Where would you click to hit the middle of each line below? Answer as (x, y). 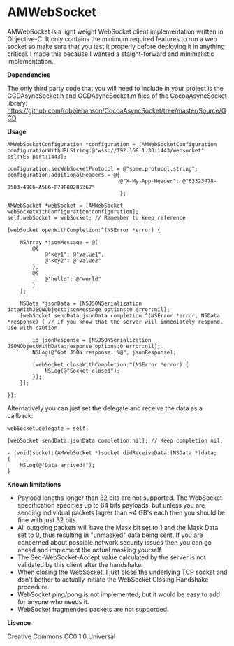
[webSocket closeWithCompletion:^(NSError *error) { (111, 364)
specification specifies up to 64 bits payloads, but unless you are (111, 505)
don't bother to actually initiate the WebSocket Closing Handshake (113, 579)
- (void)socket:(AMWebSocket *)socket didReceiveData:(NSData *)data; (112, 453)
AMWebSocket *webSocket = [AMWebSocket (65, 206)
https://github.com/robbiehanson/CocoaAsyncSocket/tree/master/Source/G (117, 110)
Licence (19, 622)
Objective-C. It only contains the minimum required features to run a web (112, 38)
